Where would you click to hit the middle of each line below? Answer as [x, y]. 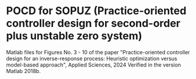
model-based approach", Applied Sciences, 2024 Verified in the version [94, 65]
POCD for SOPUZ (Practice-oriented [97, 11]
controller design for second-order [94, 23]
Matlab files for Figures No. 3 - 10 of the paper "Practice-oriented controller [98, 52]
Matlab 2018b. [24, 71]
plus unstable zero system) [74, 36]
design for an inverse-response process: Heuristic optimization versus [92, 58]
